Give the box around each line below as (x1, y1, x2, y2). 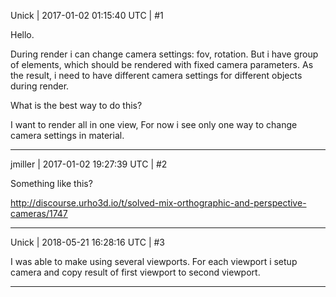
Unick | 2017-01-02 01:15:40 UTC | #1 (10, 10, 164, 21)
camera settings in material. (10, 130, 125, 141)
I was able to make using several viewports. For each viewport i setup (10, 256, 298, 267)
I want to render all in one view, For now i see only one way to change (10, 119, 298, 130)
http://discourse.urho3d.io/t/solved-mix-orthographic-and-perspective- (10, 197, 307, 209)
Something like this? (10, 178, 93, 189)
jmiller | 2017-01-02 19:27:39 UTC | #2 (10, 158, 168, 170)
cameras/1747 (10, 208, 68, 219)
